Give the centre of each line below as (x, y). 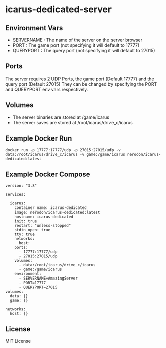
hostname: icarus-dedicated (44, 217)
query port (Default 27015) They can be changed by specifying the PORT (81, 84)
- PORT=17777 (32, 283)
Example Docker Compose (48, 174)
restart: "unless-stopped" (43, 226)
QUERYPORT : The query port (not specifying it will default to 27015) (84, 51)
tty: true (25, 234)
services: (16, 195)
